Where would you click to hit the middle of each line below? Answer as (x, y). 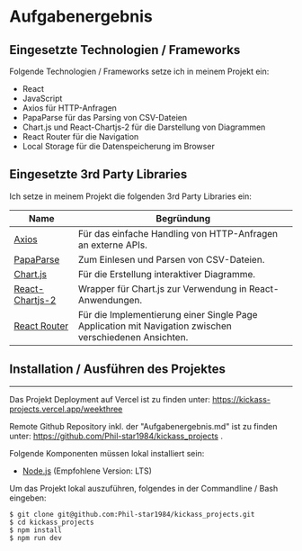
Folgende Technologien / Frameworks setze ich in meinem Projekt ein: (139, 71)
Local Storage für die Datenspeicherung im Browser (119, 146)
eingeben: (28, 498)
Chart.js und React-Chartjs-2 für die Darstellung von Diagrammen (144, 127)
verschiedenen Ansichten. (133, 337)
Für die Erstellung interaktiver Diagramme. (167, 274)
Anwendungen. (110, 300)
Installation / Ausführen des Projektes (118, 370)
